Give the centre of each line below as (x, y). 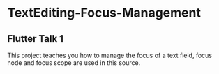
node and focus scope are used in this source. (74, 63)
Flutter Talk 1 (36, 39)
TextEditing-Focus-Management (104, 13)
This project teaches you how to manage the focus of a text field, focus (110, 55)
